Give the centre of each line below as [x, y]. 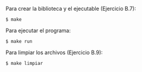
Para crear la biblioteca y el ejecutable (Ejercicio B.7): [71, 9]
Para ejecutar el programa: [38, 30]
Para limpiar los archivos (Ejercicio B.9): [54, 52]
